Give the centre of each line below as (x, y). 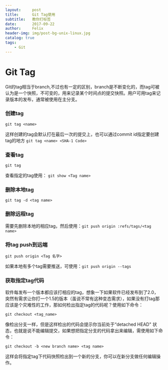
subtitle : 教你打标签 (28, 19)
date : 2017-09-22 (30, 24)
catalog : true (20, 38)
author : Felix (24, 29)
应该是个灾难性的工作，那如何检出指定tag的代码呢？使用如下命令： (74, 305)
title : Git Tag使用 (30, 15)
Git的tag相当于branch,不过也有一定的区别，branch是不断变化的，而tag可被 (82, 86)
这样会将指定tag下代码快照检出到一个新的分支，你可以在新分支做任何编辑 (81, 356)
